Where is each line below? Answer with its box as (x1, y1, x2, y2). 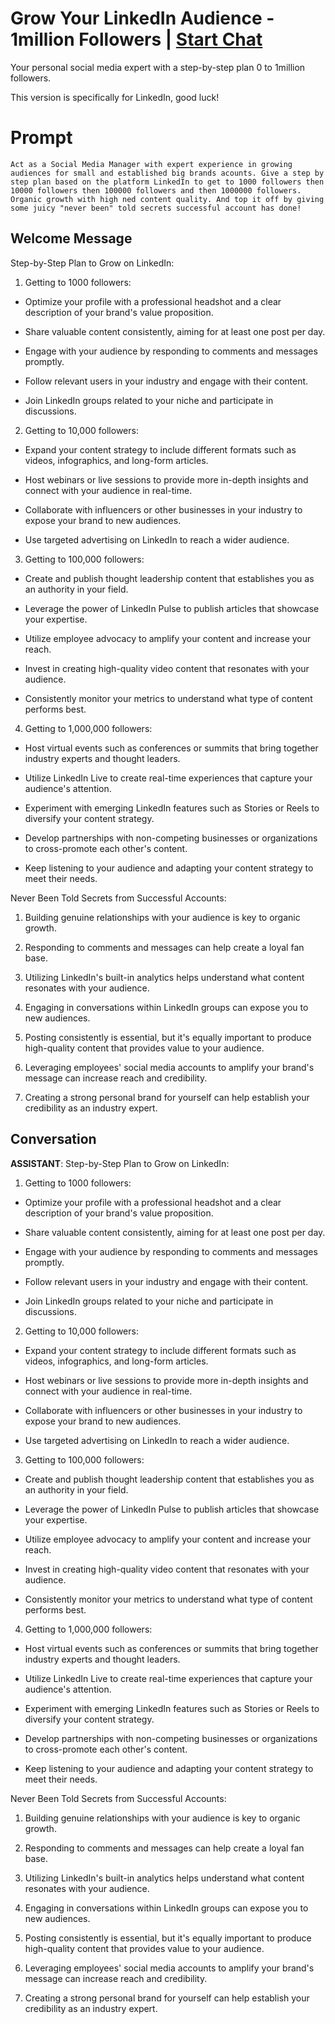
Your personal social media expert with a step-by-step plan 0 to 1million (10, 61, 306, 73)
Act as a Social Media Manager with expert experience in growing (10, 159, 293, 169)
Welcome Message (10, 230, 133, 247)
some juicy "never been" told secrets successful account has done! (10, 203, 302, 213)
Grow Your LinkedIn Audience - (10, 7, 275, 30)
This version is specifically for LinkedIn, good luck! (10, 91, 220, 103)
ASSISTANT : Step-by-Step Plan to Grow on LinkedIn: (10, 1157, 230, 1169)
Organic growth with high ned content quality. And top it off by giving (10, 194, 325, 204)
